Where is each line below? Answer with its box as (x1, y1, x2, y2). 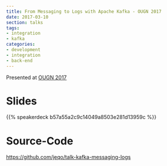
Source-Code (6, 134, 74, 147)
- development (6, 47, 41, 53)
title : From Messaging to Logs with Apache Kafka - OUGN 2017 (6, 8, 162, 15)
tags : (6, 25, 19, 31)
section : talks (6, 19, 44, 25)
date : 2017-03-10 (6, 14, 49, 20)
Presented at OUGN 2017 (6, 74, 67, 81)
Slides (6, 94, 37, 107)
